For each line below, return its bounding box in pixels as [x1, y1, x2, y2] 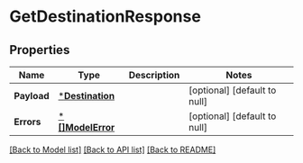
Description [128, 69, 180, 81]
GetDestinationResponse [9, 6, 201, 27]
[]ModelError [58, 122, 115, 133]
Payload [14, 90, 50, 102]
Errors [14, 115, 41, 128]
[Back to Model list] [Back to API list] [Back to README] [9, 144, 216, 155]
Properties [9, 42, 70, 58]
